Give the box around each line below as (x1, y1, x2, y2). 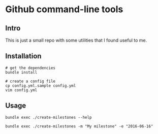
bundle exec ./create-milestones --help (5, 115, 92, 120)
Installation (5, 52, 42, 60)
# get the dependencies (5, 65, 56, 71)
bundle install (5, 70, 38, 75)
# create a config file (5, 79, 56, 84)
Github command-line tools (5, 4, 123, 15)
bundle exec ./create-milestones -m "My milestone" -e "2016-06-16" (5, 123, 153, 129)
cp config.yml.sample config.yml (5, 83, 76, 88)
